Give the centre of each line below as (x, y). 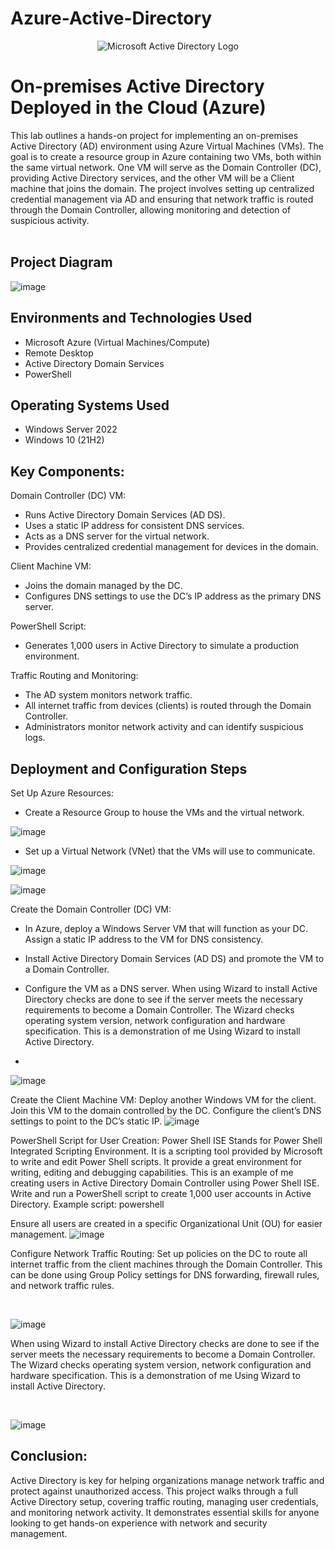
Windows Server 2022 (71, 429)
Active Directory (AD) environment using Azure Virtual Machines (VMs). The (167, 146)
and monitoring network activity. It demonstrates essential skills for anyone (165, 1512)
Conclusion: (49, 1456)
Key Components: (67, 471)
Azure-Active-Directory (111, 18)
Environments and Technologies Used (131, 318)
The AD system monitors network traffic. (108, 695)
